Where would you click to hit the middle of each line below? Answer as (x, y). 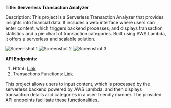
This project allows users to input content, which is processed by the (78, 84)
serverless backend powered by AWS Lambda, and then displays (74, 89)
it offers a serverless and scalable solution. (51, 39)
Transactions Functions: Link (43, 74)
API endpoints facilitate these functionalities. (52, 100)
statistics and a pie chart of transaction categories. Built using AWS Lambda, (86, 33)
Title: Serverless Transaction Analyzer (47, 7)
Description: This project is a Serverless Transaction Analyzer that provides (85, 17)
